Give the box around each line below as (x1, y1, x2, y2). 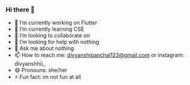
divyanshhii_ (14, 60, 46, 68)
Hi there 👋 (5, 5, 35, 14)
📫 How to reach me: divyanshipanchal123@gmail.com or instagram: (14, 51, 185, 59)
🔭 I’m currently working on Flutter (14, 19, 97, 27)
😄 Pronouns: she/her (14, 66, 67, 74)
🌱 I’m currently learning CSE (14, 25, 85, 33)
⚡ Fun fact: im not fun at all (14, 74, 81, 81)
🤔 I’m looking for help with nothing (14, 39, 100, 46)
